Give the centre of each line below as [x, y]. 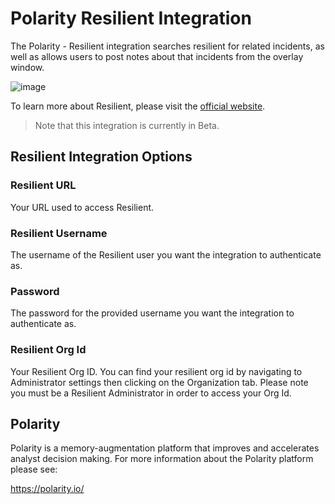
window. [27, 67]
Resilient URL [43, 185]
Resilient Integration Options [101, 157]
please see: [34, 469]
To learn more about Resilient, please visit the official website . [138, 106]
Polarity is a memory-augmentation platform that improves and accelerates [165, 448]
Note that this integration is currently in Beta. [127, 125]
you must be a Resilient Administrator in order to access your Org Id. [151, 393]
